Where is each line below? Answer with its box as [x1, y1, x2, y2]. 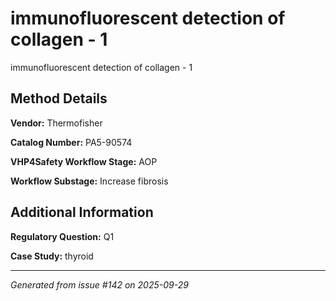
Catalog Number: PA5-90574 [10, 136, 133, 148]
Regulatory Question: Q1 [10, 230, 115, 242]
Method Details [10, 90, 108, 107]
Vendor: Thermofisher [10, 117, 103, 129]
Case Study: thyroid [10, 250, 94, 262]
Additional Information [10, 204, 154, 221]
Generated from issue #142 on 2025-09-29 [10, 278, 189, 291]
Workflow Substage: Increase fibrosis [10, 175, 169, 187]
